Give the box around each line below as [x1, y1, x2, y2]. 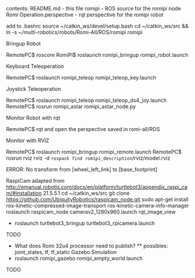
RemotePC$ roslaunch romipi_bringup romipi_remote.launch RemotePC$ [6, 149, 182, 155]
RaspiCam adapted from [6, 177, 65, 184]
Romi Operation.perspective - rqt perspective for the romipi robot [6, 11, 164, 18]
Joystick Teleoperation [6, 85, 61, 92]
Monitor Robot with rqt [6, 114, 60, 121]
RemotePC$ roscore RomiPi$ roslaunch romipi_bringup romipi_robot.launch [6, 52, 189, 58]
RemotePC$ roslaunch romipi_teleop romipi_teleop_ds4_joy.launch [6, 97, 167, 104]
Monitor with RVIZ [6, 137, 50, 144]
